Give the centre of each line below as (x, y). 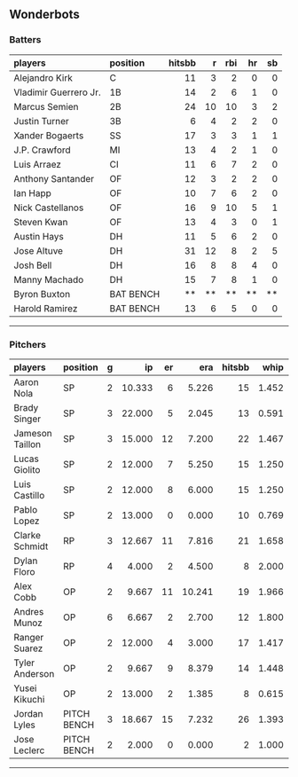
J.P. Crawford (42, 150)
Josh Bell (33, 265)
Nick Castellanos (49, 208)
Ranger (29, 637)
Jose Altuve (39, 250)
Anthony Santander (54, 178)
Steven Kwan (41, 222)
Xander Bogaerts (49, 135)
